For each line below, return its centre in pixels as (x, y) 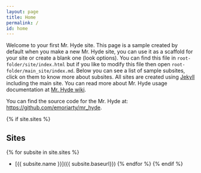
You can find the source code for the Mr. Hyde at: (67, 101)
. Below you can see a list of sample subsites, (129, 71)
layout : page (22, 12)
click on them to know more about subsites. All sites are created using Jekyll (100, 77)
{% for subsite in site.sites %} (43, 152)
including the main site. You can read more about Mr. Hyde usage (87, 84)
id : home (17, 28)
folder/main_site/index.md (40, 71)
